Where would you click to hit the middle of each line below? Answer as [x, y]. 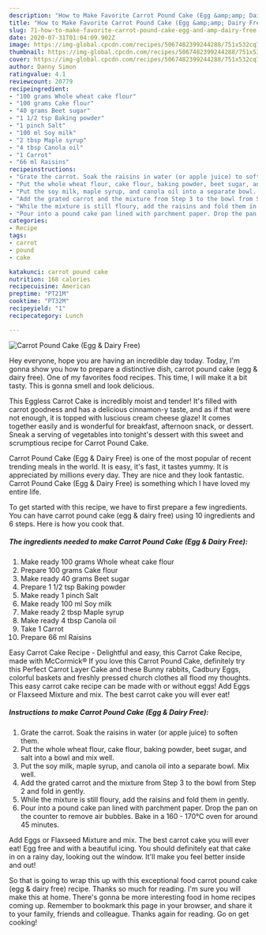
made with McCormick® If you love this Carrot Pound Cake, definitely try [127, 660]
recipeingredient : [39, 89]
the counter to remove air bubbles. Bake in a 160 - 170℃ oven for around [139, 816]
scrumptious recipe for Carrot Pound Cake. [79, 443]
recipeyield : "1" [37, 309]
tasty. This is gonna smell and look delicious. [82, 385]
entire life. [25, 492]
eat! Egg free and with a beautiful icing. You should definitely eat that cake [130, 848]
